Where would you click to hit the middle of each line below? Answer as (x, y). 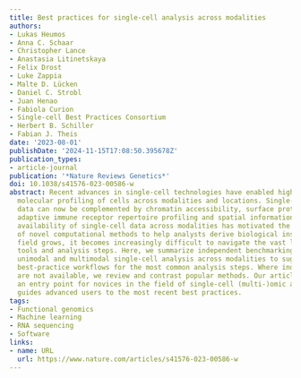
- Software (30, 334)
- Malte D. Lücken (43, 84)
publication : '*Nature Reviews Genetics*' (90, 176)
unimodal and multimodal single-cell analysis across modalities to (148, 259)
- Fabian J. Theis (43, 134)
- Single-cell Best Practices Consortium (88, 117)
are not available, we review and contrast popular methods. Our (142, 276)
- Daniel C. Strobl (46, 92)
